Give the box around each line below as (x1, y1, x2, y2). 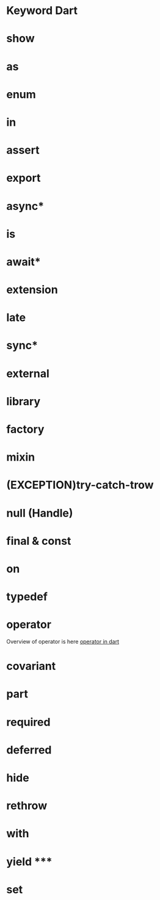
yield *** (6, 855, 53, 868)
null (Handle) (6, 506, 73, 520)
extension (6, 283, 58, 297)
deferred (6, 743, 52, 757)
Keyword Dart (6, 4, 78, 18)
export (6, 171, 41, 185)
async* (6, 199, 45, 213)
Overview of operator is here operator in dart (6, 638, 120, 646)
